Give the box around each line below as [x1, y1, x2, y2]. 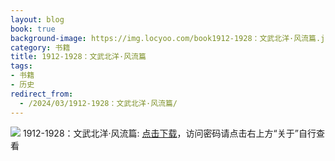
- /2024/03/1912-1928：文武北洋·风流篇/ [19, 98, 178, 108]
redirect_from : [10, 89, 74, 99]
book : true [10, 24, 56, 34]
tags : [10, 61, 33, 71]
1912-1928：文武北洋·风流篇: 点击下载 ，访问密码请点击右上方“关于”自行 [22, 127, 317, 139]
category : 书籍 [10, 42, 71, 53]
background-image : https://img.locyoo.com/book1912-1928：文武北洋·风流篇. [10, 33, 322, 43]
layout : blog [10, 14, 65, 25]
